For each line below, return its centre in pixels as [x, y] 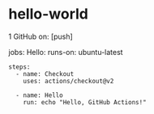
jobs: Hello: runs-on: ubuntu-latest [66, 52]
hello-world [49, 14]
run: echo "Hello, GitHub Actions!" [85, 102]
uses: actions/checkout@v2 [68, 81]
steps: [19, 67]
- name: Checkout [45, 74]
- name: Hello [39, 95]
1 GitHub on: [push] [41, 36]
